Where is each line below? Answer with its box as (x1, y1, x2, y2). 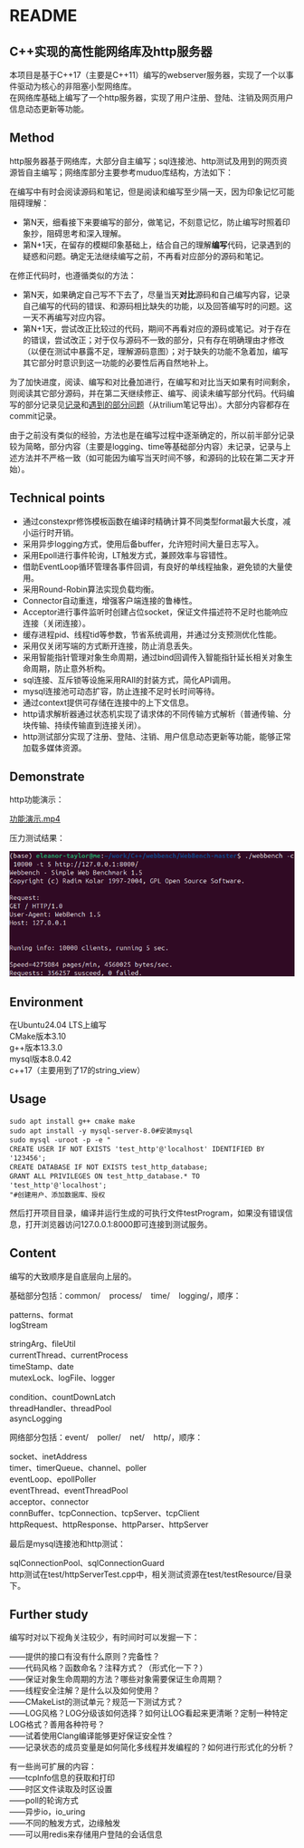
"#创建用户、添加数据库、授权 (9, 1190, 106, 1199)
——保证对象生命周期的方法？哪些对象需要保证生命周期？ (9, 1674, 223, 1685)
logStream (9, 1320, 48, 1330)
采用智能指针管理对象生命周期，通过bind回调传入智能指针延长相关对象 (22, 652, 285, 663)
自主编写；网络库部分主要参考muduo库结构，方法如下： (24, 167, 233, 178)
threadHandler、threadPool (9, 1402, 112, 1414)
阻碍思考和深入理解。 (46, 227, 127, 238)
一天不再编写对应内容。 (22, 312, 110, 323)
